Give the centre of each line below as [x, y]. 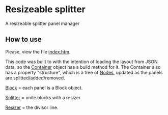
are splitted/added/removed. [35, 78]
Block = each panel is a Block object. [44, 88]
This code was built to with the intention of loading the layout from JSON [81, 62]
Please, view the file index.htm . [38, 51]
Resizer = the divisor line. [32, 107]
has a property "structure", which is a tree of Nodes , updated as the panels [84, 72]
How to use [23, 39]
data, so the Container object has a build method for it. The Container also [83, 67]
